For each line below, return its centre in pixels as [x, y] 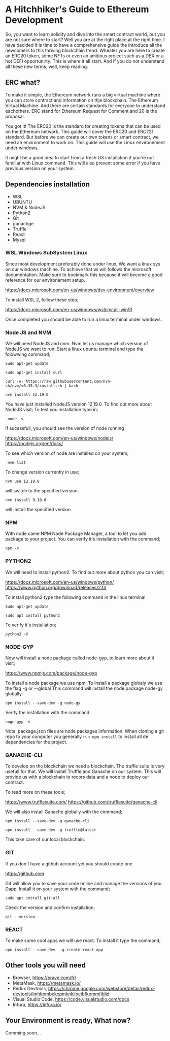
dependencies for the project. [36, 742]
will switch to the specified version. [42, 491]
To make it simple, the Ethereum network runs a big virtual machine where [83, 94]
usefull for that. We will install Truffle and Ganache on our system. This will [83, 771]
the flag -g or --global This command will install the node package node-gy [84, 688]
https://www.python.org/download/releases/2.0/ [56, 587]
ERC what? [23, 82]
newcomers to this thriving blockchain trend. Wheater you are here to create [85, 50]
